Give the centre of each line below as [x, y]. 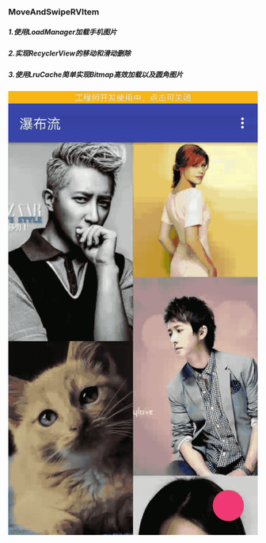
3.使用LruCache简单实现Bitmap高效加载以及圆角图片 [96, 75]
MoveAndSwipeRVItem [54, 12]
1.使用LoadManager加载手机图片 [63, 32]
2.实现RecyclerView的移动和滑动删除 [70, 53]
